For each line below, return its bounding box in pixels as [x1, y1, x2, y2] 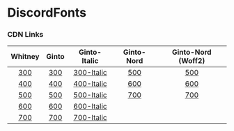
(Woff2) [178, 56, 205, 66]
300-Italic [72, 68, 107, 78]
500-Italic [72, 90, 107, 100]
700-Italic [72, 113, 107, 123]
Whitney [10, 52, 40, 62]
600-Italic [72, 102, 107, 112]
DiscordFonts [7, 5, 87, 21]
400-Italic [72, 79, 107, 89]
